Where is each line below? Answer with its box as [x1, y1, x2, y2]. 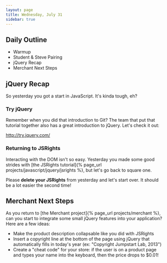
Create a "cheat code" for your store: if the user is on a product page [13, 247, 157, 253]
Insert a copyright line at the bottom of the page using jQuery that [13, 236, 150, 242]
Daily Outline [6, 35, 47, 44]
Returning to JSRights [6, 145, 61, 152]
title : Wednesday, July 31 [6, 12, 63, 17]
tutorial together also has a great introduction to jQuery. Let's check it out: [6, 122, 159, 129]
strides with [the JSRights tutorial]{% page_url [6, 162, 102, 168]
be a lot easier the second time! [6, 182, 72, 188]
